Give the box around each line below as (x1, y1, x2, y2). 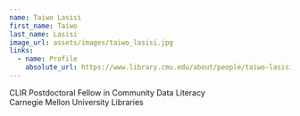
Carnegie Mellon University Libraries (9, 96, 145, 107)
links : (9, 46, 34, 55)
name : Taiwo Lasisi (9, 12, 82, 22)
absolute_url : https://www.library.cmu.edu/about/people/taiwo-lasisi (25, 63, 294, 72)
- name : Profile (17, 54, 78, 63)
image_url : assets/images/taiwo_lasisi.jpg (9, 37, 174, 47)
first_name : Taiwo (9, 21, 78, 30)
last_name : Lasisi (9, 29, 78, 38)
